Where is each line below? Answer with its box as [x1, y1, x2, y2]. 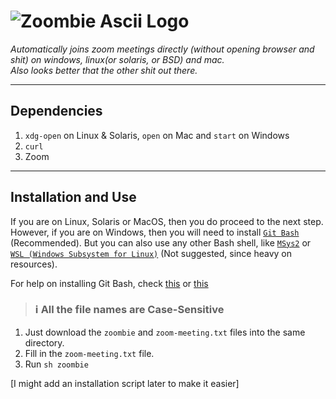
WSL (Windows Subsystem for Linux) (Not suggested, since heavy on [10, 247, 293, 259]
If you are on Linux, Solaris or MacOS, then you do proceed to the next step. [10, 215, 324, 227]
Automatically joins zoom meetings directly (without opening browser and [10, 43, 315, 55]
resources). [10, 258, 58, 270]
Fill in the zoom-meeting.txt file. [24, 347, 155, 359]
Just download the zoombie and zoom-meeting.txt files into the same [24, 326, 306, 338]
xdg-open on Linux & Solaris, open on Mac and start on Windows [24, 129, 290, 141]
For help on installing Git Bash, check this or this [10, 277, 209, 289]
